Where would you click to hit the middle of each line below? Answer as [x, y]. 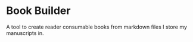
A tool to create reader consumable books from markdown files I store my [97, 27]
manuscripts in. [25, 33]
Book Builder [38, 11]
